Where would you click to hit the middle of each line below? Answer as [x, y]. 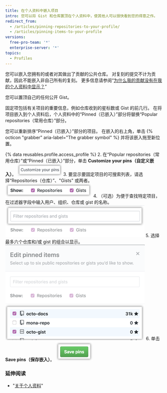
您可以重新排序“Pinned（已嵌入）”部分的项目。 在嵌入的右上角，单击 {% [79, 131]
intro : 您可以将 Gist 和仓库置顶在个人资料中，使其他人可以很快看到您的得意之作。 [81, 16]
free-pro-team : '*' [30, 43]
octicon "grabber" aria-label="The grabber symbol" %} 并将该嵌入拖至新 [80, 137]
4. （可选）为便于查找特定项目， [127, 195]
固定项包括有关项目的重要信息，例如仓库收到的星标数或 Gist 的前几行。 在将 [83, 108]
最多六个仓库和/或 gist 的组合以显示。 [44, 242]
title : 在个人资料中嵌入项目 [32, 11]
